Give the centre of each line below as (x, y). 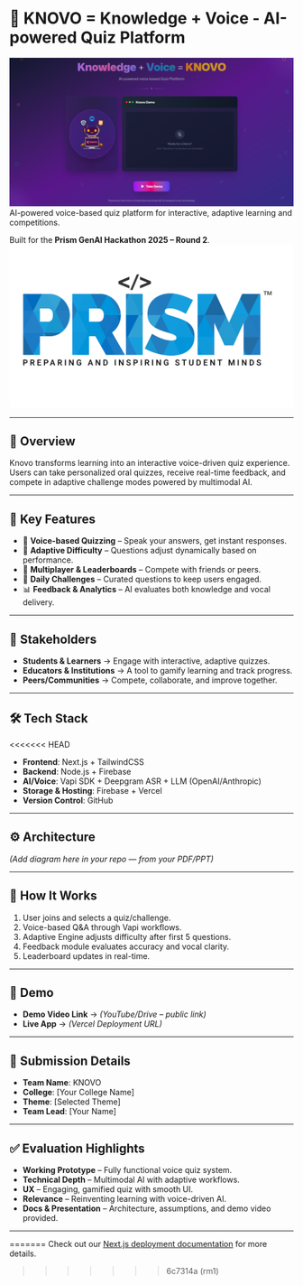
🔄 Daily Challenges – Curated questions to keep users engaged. (142, 579)
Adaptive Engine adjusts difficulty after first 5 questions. (127, 936)
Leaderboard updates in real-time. (86, 955)
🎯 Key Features (53, 519)
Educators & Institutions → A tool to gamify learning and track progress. (157, 671)
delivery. (38, 602)
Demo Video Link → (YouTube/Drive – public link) (115, 1014)
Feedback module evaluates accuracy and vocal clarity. (126, 946)
